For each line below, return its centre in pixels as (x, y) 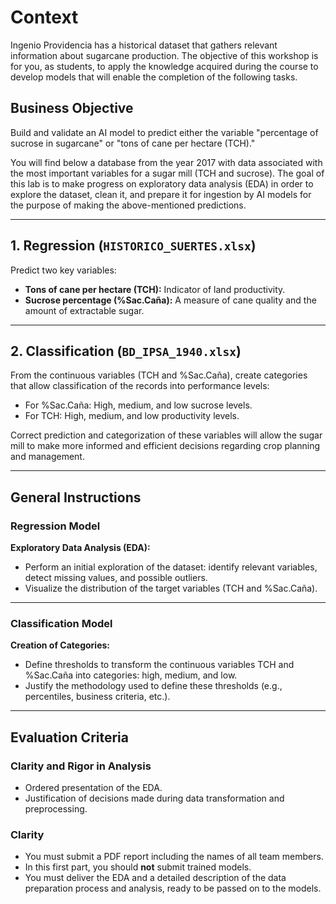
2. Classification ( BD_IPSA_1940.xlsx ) (126, 351)
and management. (47, 457)
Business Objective (72, 108)
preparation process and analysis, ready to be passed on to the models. (173, 888)
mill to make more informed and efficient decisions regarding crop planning (165, 446)
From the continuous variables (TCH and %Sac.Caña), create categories (159, 375)
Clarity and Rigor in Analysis (81, 766)
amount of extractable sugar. (84, 310)
